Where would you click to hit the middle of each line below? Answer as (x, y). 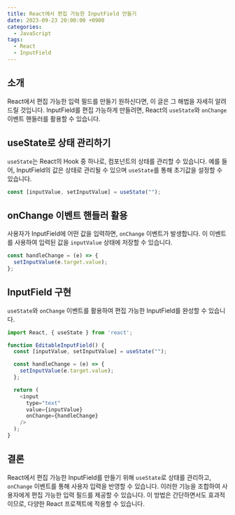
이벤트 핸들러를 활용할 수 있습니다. (54, 118)
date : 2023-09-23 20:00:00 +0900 (56, 20)
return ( (26, 390)
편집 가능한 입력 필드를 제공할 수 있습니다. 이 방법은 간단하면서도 (119, 495)
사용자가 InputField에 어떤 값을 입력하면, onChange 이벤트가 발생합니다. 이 (108, 234)
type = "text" (43, 403)
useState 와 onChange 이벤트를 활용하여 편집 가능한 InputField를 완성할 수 (107, 310)
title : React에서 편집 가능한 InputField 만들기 (72, 14)
